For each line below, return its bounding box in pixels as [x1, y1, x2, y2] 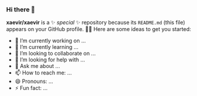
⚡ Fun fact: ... [14, 85, 48, 92]
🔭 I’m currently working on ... [14, 37, 86, 44]
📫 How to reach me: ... [14, 69, 72, 76]
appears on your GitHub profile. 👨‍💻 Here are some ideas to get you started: [6, 26, 192, 33]
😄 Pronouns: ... [14, 78, 54, 85]
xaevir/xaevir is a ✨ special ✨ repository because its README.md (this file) [6, 19, 186, 26]
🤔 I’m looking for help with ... [14, 56, 85, 63]
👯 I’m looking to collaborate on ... [14, 50, 96, 57]
